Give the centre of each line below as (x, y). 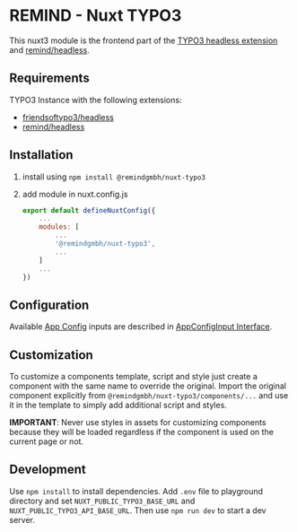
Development (48, 470)
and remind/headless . (49, 49)
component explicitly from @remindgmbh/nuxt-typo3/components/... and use (149, 396)
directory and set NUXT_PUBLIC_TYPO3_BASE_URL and (102, 501)
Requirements (49, 78)
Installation (41, 155)
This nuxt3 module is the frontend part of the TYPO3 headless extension (144, 40)
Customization (52, 355)
